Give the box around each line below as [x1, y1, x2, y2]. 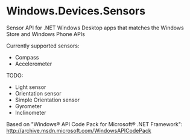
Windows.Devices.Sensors [6, 4, 146, 18]
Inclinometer [14, 109, 46, 116]
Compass [14, 53, 39, 61]
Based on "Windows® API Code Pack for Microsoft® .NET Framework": [6, 120, 183, 127]
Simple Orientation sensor [14, 96, 80, 103]
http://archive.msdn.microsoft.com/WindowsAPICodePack [6, 127, 152, 134]
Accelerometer [14, 60, 52, 67]
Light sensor [14, 83, 46, 91]
